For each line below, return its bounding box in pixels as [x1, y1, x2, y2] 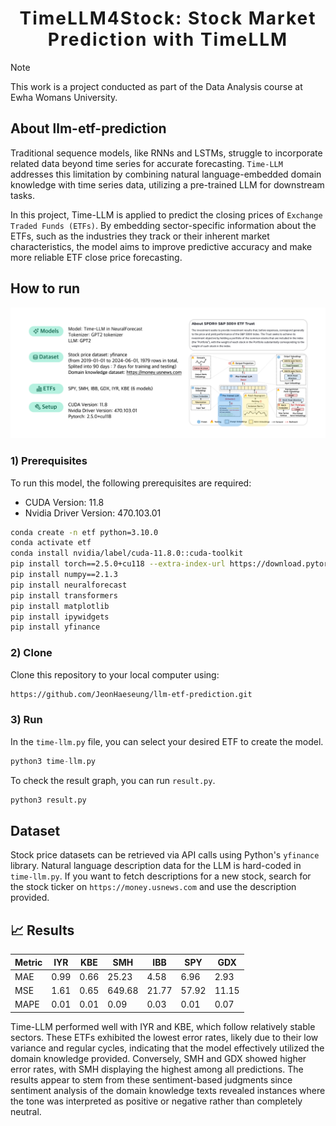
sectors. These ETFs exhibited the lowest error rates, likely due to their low [10, 1031, 319, 1043]
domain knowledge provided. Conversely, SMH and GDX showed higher [10, 1052, 307, 1064]
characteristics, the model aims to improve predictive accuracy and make [10, 240, 313, 252]
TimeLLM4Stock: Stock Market [19, 7, 317, 30]
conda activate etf [10, 538, 92, 548]
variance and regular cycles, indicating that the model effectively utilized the [10, 1042, 325, 1054]
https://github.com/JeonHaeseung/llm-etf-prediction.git [10, 689, 253, 699]
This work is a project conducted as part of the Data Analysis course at [10, 80, 303, 92]
